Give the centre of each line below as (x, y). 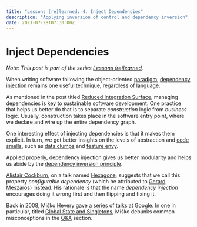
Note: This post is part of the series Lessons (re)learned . (75, 68)
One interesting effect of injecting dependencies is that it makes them (91, 134)
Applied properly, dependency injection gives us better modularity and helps (99, 157)
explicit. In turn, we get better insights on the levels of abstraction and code (98, 140)
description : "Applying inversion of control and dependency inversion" (97, 17)
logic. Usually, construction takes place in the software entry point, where (95, 116)
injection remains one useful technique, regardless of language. (83, 85)
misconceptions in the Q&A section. (49, 218)
